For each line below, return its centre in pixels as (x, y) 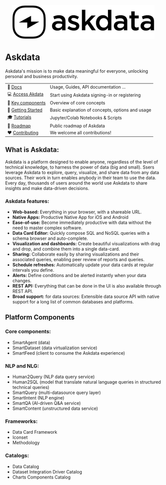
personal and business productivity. (42, 77)
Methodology (26, 443)
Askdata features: (27, 201)
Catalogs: (17, 456)
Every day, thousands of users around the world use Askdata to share (76, 183)
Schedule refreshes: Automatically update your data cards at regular (83, 265)
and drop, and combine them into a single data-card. (66, 249)
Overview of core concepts (78, 103)
